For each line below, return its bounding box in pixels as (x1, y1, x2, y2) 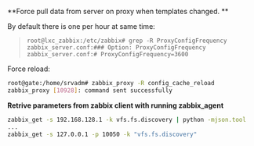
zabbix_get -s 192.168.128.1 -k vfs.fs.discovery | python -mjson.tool (7, 116, 246, 123)
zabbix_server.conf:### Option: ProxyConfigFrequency (26, 44, 206, 52)
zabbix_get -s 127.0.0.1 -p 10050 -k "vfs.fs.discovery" (7, 130, 198, 138)
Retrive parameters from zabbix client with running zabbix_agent (7, 101, 224, 110)
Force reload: (7, 64, 50, 73)
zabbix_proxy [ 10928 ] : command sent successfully (7, 86, 173, 94)
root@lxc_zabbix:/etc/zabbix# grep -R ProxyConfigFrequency (26, 37, 227, 45)
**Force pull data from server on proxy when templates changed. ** (7, 7, 229, 16)
